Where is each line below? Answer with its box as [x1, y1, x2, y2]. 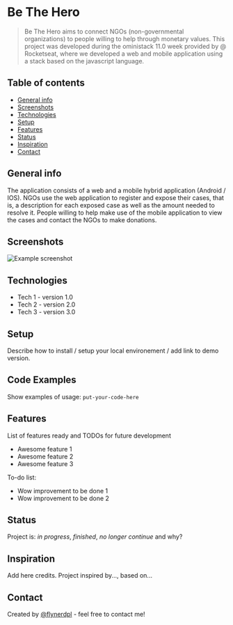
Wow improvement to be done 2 [17, 494, 110, 502]
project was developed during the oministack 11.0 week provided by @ [24, 42, 227, 50]
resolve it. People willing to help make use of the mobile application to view [7, 208, 223, 217]
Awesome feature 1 [17, 445, 72, 453]
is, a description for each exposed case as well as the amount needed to [7, 201, 216, 209]
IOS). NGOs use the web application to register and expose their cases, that [7, 193, 225, 202]
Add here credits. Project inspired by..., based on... [7, 571, 153, 580]
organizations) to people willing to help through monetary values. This [24, 34, 225, 43]
